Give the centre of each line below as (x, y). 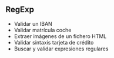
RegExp (20, 10)
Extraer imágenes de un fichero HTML (60, 36)
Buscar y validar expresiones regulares (61, 49)
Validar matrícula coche (43, 30)
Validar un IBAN (33, 23)
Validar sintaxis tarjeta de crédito (54, 42)
